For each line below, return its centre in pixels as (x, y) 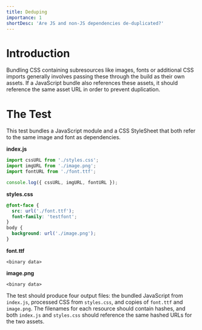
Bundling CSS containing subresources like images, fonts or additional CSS (100, 70)
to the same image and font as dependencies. (64, 137)
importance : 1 (24, 18)
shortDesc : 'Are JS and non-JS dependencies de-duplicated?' (85, 23)
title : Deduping (27, 12)
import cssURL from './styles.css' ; (52, 160)
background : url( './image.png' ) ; (54, 234)
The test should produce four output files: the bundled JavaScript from (95, 295)
